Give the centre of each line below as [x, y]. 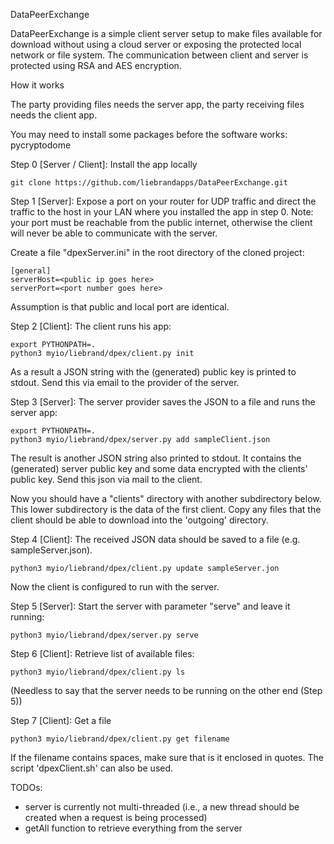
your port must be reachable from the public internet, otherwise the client [161, 222]
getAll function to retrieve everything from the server [133, 828]
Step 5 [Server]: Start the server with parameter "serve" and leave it [150, 606]
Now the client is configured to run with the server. [115, 587]
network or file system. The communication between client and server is [159, 55]
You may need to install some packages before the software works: [149, 134]
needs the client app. [54, 115]
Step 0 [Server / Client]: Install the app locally [104, 164]
